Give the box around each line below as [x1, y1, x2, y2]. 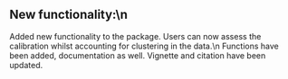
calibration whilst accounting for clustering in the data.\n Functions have [9, 40, 279, 51]
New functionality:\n [9, 7, 129, 22]
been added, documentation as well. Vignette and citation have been [9, 49, 266, 61]
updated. [9, 59, 43, 70]
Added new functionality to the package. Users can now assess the [9, 31, 262, 41]
